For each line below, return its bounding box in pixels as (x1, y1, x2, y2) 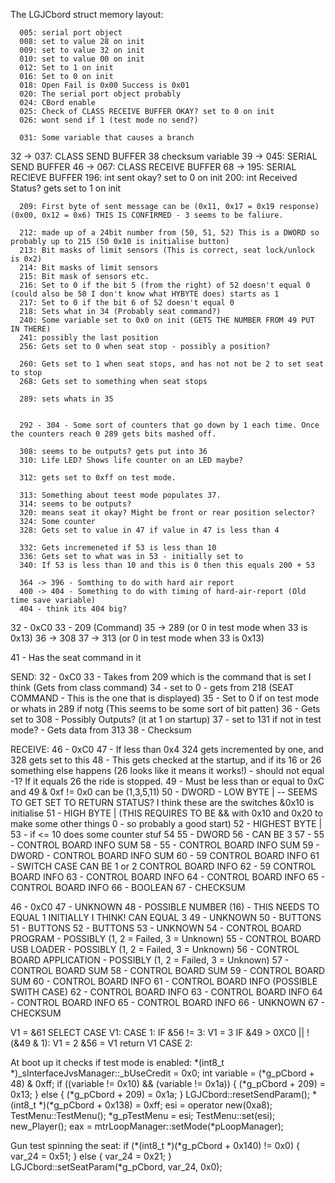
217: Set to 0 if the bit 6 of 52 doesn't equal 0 (19, 298, 235, 308)
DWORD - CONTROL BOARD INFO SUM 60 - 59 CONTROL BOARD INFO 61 (10, 850, 320, 861)
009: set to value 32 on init (19, 45, 145, 55)
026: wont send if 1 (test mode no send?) (19, 115, 199, 125)
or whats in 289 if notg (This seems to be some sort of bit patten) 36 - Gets (10, 703, 321, 714)
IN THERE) (10, 324, 52, 334)
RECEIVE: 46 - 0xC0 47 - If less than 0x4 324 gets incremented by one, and (10, 744, 324, 755)
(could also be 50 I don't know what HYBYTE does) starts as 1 (10, 289, 280, 299)
